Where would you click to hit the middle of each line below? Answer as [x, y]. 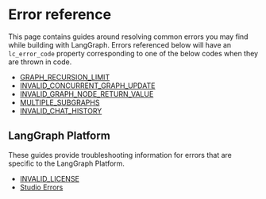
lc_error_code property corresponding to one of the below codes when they [133, 53]
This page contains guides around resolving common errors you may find [128, 36]
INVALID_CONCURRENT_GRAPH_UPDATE [87, 86]
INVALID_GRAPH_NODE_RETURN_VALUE [87, 94]
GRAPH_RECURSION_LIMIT [65, 77]
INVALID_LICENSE [49, 178]
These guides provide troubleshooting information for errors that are [120, 155]
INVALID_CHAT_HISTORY [61, 111]
